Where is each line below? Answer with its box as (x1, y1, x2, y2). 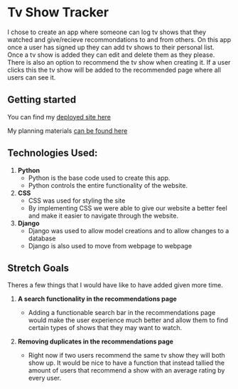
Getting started (7, 94, 77, 106)
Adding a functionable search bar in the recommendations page (28, 309, 216, 317)
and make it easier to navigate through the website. (28, 211, 179, 220)
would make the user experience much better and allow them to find (28, 316, 229, 324)
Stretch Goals (7, 262, 70, 274)
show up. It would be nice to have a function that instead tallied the (28, 358, 225, 367)
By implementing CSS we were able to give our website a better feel (28, 203, 227, 212)
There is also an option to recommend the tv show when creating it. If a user (7, 58, 231, 66)
